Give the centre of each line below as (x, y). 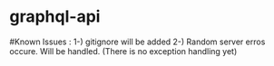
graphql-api (55, 17)
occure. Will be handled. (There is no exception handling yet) (123, 51)
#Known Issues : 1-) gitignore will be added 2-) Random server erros (137, 42)
